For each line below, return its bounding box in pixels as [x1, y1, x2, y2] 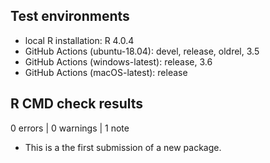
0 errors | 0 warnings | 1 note [10, 122, 130, 134]
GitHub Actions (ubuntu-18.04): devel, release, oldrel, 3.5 [24, 45, 260, 57]
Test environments [10, 8, 130, 25]
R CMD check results [10, 95, 144, 113]
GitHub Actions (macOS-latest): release [24, 66, 188, 78]
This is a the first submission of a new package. [24, 141, 222, 153]
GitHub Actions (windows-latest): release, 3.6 [24, 55, 213, 68]
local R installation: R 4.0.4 [24, 34, 135, 46]
